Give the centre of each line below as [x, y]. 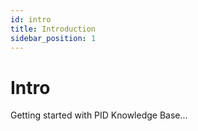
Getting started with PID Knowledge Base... [99, 115]
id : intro [31, 19]
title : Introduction [53, 29]
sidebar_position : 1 [53, 38]
